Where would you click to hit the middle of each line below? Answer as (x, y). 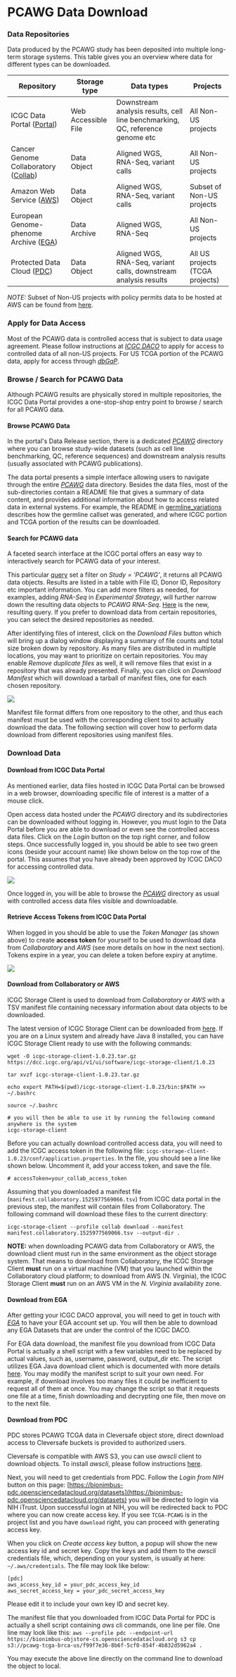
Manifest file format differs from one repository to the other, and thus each (115, 713)
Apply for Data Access (46, 323)
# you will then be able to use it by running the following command (111, 1118)
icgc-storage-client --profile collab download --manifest (96, 1227)
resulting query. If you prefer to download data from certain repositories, (112, 612)
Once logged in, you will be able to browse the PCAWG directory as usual (113, 893)
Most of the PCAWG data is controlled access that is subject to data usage (115, 338)
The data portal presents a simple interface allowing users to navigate (108, 477)
